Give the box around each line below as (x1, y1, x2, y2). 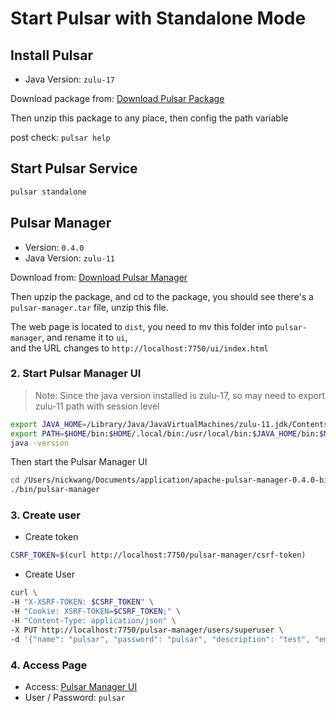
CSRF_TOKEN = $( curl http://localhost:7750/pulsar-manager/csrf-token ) (10, 550, 307, 561)
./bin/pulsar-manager (10, 485, 101, 495)
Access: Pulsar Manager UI (24, 680, 138, 692)
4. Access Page (10, 658, 88, 672)
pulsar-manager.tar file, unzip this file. (10, 301, 169, 313)
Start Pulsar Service (10, 160, 138, 177)
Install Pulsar (10, 47, 93, 64)
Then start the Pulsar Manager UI (10, 456, 148, 468)
